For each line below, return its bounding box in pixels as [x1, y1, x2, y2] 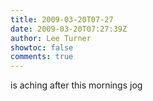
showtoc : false [10, 42, 74, 53]
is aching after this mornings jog [10, 79, 143, 91]
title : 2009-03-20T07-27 [10, 14, 114, 25]
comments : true [10, 52, 74, 62]
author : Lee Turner [10, 33, 92, 43]
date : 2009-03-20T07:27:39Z [10, 24, 128, 34]
